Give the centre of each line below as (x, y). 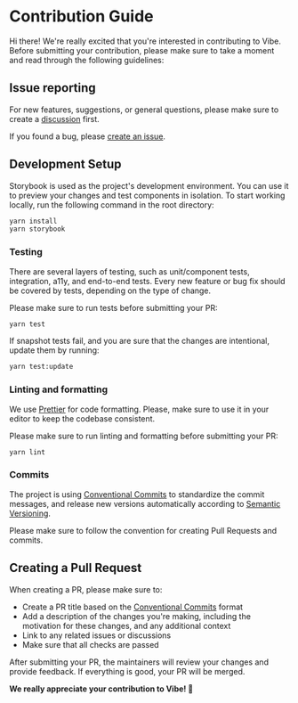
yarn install (33, 221)
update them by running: (54, 350)
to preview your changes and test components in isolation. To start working (147, 195)
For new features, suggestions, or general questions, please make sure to (144, 110)
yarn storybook (37, 229)
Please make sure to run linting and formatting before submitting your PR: (144, 436)
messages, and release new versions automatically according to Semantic (145, 503)
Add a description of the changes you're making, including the (137, 616)
